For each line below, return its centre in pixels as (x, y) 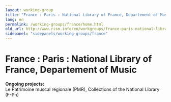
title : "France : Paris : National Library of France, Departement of (82, 15)
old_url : (15, 29)
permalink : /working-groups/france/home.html (54, 24)
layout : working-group (29, 10)
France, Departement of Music (71, 70)
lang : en (15, 19)
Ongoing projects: (25, 84)
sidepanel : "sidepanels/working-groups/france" (57, 34)
